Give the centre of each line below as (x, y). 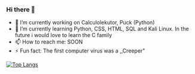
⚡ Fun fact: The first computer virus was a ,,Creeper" (80, 51)
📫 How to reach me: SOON (49, 42)
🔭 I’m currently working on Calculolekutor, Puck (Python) (85, 23)
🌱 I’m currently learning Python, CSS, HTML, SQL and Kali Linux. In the (102, 29)
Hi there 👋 (21, 10)
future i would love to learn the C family (63, 35)
